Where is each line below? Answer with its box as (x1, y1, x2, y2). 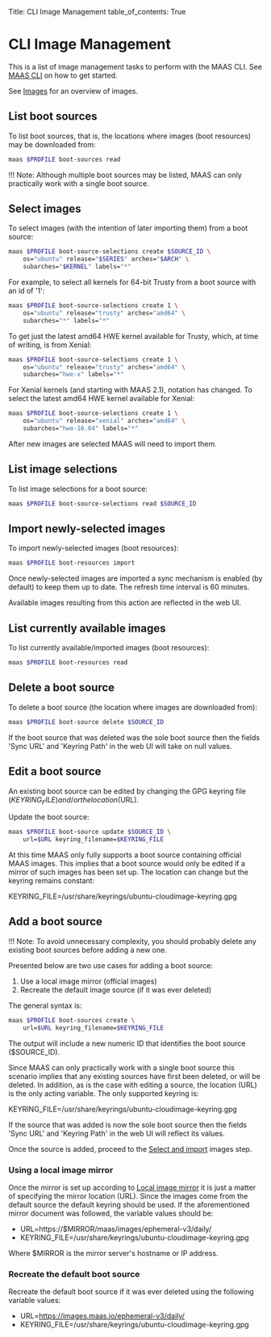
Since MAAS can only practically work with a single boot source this (8, 1063, 236, 1073)
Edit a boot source (8, 764, 102, 779)
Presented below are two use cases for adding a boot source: (8, 960, 214, 970)
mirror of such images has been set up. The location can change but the (8, 867, 248, 877)
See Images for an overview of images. (8, 86, 139, 95)
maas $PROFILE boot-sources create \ (8, 1016, 135, 1024)
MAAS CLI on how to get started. (8, 70, 118, 80)
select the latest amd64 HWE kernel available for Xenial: (8, 394, 195, 404)
